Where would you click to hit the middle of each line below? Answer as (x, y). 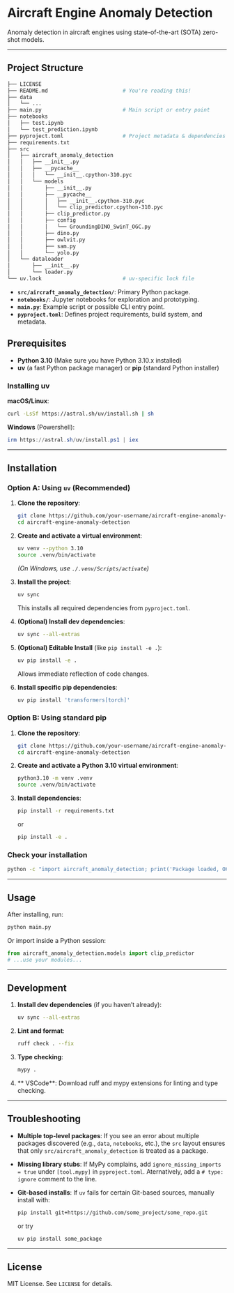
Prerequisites (37, 343)
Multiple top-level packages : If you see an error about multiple (108, 1135)
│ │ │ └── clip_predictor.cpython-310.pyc (85, 207)
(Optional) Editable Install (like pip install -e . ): (89, 647)
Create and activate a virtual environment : (80, 536)
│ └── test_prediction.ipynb (53, 129)
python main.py (29, 927)
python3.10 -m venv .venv (55, 778)
